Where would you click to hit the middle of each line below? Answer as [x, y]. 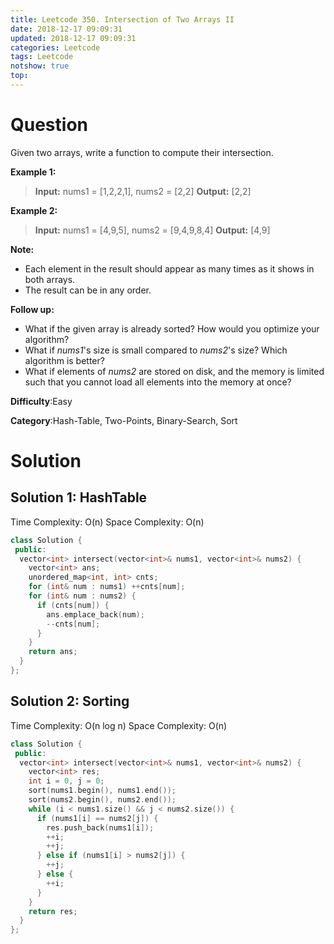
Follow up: [32, 309]
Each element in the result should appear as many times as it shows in [169, 268]
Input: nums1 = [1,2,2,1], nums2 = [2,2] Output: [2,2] [143, 191]
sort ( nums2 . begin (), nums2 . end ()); [102, 800]
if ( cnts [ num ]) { [73, 605]
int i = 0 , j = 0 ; [66, 781]
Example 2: [34, 210]
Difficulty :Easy [41, 401]
